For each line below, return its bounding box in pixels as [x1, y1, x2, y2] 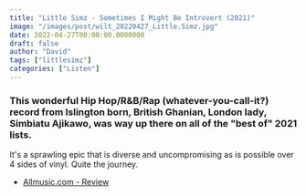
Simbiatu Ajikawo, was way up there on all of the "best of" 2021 [9, 117, 298, 129]
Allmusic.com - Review [22, 177, 110, 188]
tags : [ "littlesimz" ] [9, 56, 92, 65]
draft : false [9, 38, 59, 48]
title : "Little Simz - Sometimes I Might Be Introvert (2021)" [9, 13, 256, 23]
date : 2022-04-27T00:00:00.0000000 [9, 30, 145, 39]
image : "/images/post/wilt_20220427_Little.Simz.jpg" [9, 22, 219, 31]
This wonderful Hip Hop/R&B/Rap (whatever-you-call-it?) [9, 94, 269, 107]
